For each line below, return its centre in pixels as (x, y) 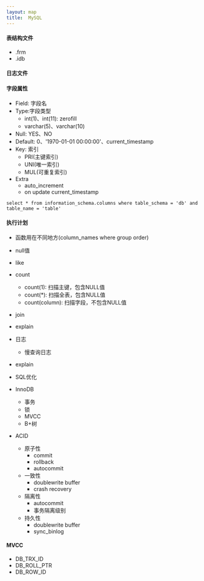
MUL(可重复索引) (46, 172)
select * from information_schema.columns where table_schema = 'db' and (102, 203)
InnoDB (24, 389)
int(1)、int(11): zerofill (51, 118)
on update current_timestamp (61, 192)
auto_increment (44, 185)
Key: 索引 (27, 149)
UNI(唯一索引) (42, 164)
